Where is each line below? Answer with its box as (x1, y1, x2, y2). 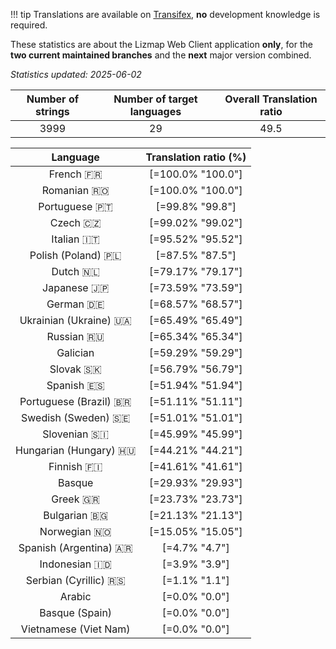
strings (35, 105, 70, 118)
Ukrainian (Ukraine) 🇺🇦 (19, 314, 132, 327)
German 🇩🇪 (46, 297, 105, 311)
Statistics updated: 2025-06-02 (10, 69, 142, 80)
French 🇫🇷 (48, 167, 103, 181)
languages (129, 105, 182, 118)
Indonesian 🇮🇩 (39, 557, 112, 571)
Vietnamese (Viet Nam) (20, 622, 131, 636)
